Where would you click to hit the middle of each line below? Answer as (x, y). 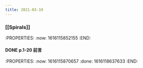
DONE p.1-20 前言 (24, 50)
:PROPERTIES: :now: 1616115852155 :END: (48, 38)
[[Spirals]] (18, 27)
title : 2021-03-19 (24, 10)
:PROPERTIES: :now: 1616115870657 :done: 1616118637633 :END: (71, 61)
